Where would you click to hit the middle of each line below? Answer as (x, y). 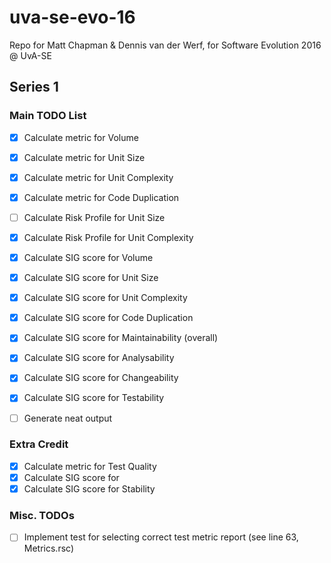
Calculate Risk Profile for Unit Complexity (108, 237)
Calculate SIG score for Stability (89, 488)
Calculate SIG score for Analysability (99, 358)
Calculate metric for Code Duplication (101, 197)
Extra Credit (39, 444)
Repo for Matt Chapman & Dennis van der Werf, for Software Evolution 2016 (165, 45)
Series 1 (34, 87)
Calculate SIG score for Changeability (101, 378)
